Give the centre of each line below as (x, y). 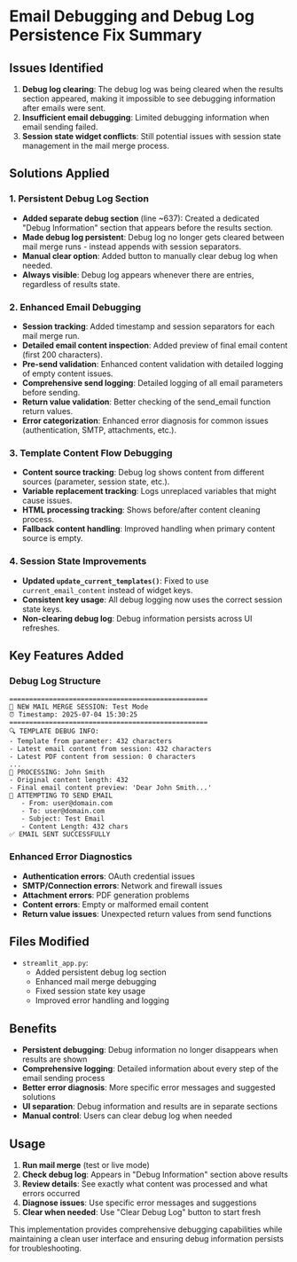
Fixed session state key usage (90, 992)
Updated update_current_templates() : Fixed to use (115, 580)
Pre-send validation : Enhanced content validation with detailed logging (152, 364)
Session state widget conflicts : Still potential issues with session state (152, 136)
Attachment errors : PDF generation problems (106, 895)
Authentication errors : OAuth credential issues (108, 876)
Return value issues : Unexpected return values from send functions (147, 913)
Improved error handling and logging (102, 1000)
